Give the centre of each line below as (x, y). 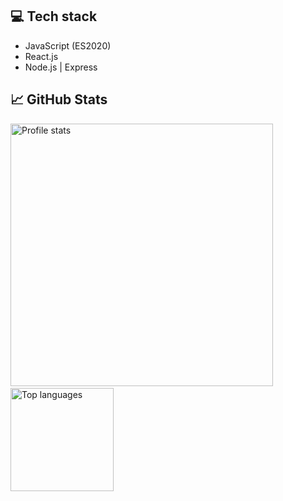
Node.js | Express (61, 67)
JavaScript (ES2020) (68, 45)
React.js (41, 56)
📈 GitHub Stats (59, 99)
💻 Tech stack (54, 16)
